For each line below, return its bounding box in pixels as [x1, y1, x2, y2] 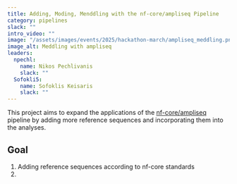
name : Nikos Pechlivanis [20, 63, 93, 70]
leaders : [7, 50, 33, 57]
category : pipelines [7, 17, 68, 24]
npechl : [13, 56, 37, 63]
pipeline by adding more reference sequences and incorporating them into [7, 116, 224, 124]
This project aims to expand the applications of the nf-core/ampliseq [7, 109, 207, 117]
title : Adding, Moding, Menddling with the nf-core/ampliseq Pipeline [7, 10, 219, 18]
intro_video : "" [7, 30, 55, 37]
